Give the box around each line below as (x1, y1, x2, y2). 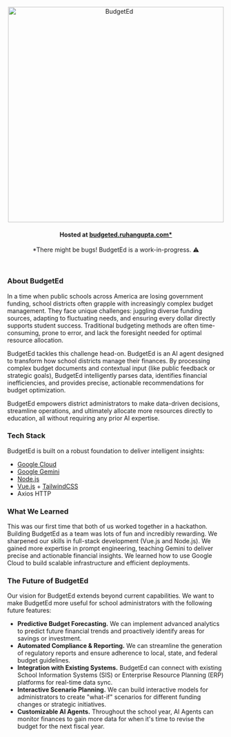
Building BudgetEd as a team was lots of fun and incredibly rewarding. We (7, 529, 218, 538)
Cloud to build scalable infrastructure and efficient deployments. (7, 559, 190, 567)
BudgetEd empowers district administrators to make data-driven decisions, (7, 399, 220, 407)
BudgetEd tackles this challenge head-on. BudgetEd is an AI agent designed (7, 349, 224, 357)
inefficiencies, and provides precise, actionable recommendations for (7, 378, 204, 387)
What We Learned (7, 506, 69, 516)
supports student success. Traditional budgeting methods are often (7, 321, 199, 330)
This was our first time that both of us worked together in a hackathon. (7, 523, 208, 531)
